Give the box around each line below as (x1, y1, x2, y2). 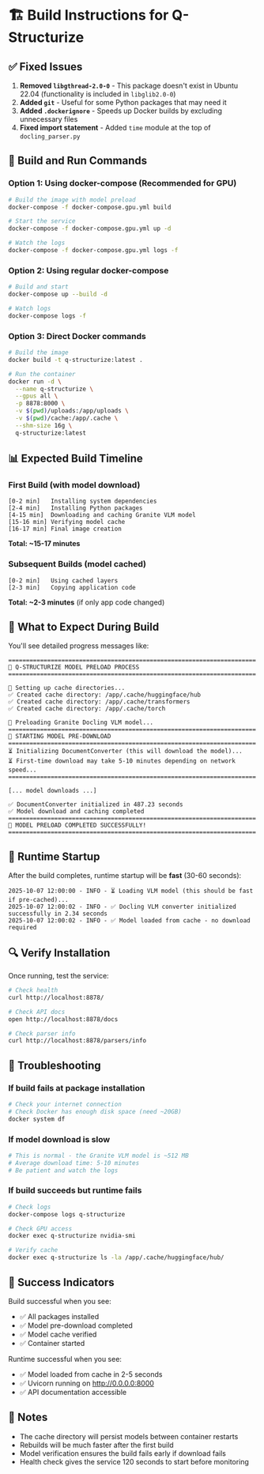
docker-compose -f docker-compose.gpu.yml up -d (8, 224, 172, 233)
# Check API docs (8, 1008, 66, 1016)
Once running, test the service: (8, 971, 109, 981)
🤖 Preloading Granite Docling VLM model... (8, 718, 154, 727)
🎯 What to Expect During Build (8, 620, 160, 634)
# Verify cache (8, 1246, 58, 1254)
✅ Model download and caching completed (8, 808, 145, 816)
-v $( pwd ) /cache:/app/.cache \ (15, 414, 119, 423)
